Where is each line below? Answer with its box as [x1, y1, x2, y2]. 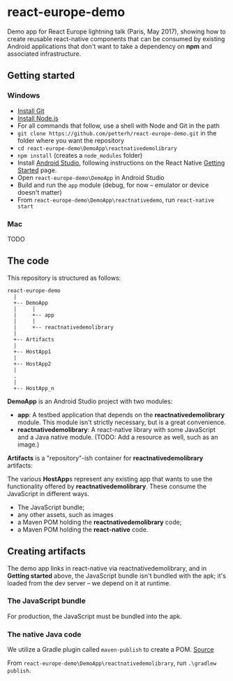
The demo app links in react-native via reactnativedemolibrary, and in [7, 564, 207, 572]
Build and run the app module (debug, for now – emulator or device [17, 181, 209, 189]
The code [7, 255, 50, 267]
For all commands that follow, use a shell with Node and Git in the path [17, 121, 220, 130]
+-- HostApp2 [13, 360, 52, 367]
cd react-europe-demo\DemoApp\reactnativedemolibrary [17, 144, 177, 152]
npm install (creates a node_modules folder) [17, 151, 143, 159]
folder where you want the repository [17, 136, 124, 144]
